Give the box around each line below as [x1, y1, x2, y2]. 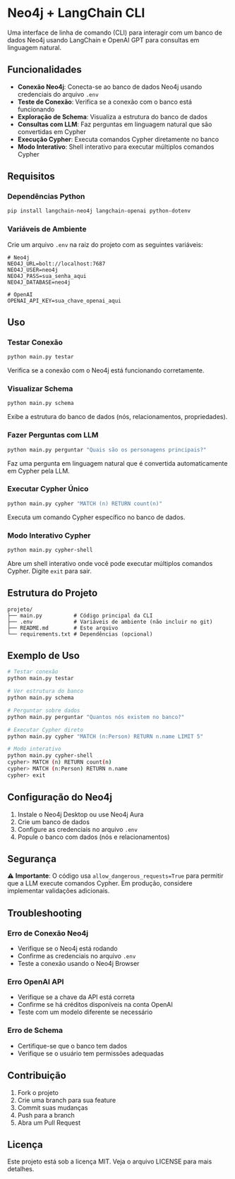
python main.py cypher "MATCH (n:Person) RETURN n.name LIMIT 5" [7, 732, 203, 740]
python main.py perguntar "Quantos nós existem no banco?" [7, 713, 185, 720]
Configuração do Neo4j [7, 792, 113, 804]
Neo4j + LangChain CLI [7, 5, 145, 21]
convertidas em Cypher [17, 127, 86, 135]
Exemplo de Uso [7, 650, 80, 662]
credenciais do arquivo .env [17, 90, 99, 98]
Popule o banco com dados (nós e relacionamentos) [17, 833, 170, 841]
